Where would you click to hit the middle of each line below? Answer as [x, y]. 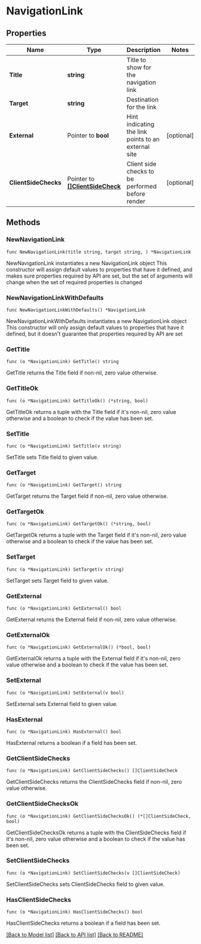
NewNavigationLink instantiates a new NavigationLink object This [87, 263]
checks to [140, 171]
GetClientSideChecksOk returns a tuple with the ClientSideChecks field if [96, 832]
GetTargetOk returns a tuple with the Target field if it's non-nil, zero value [96, 535]
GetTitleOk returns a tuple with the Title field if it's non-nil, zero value [91, 412]
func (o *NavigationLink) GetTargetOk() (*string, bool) [79, 524]
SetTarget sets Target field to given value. [57, 580]
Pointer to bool [88, 135]
